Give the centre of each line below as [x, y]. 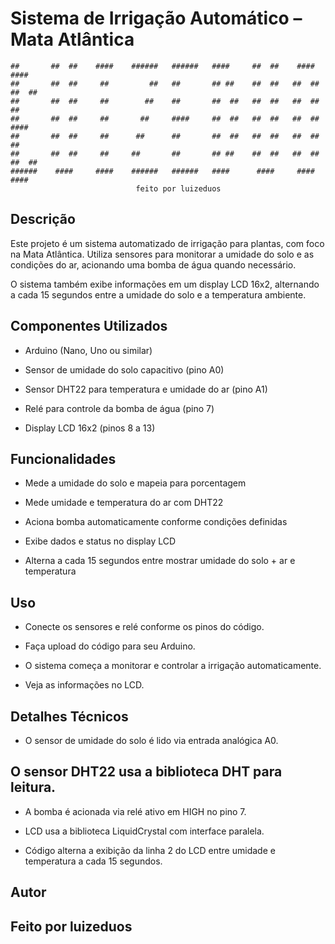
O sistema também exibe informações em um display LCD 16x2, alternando [165, 284]
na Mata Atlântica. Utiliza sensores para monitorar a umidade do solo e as [162, 254]
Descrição [43, 219]
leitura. [33, 787]
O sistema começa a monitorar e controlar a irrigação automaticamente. [173, 666]
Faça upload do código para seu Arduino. [110, 646]
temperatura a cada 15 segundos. [93, 861]
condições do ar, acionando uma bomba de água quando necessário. [153, 264]
